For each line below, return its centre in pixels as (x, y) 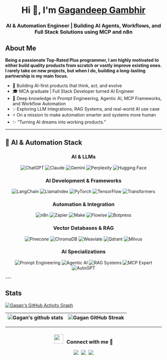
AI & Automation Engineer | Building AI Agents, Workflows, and (83, 26)
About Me (21, 48)
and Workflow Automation (39, 104)
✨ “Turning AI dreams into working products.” (59, 122)
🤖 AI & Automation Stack (44, 143)
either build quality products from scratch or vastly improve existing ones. (83, 65)
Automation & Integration (83, 204)
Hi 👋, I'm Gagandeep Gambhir (83, 10)
